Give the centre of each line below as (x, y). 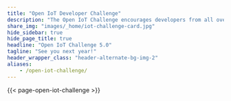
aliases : (20, 64)
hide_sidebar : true (35, 32)
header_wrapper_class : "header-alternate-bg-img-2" (82, 58)
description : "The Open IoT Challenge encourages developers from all (110, 20)
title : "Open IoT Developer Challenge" (64, 13)
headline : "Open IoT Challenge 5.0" (59, 45)
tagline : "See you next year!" (52, 52)
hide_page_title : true (40, 39)
